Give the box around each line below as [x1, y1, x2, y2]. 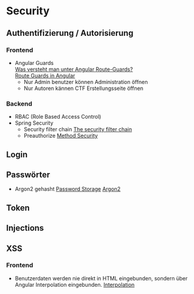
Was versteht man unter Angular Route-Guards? [14, 66, 133, 73]
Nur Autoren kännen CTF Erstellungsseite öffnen [23, 85, 144, 92]
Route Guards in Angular [14, 72, 76, 79]
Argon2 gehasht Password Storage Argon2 [14, 185, 121, 193]
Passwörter [6, 169, 51, 180]
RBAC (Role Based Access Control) [14, 113, 101, 120]
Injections [6, 223, 44, 233]
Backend [6, 100, 33, 108]
